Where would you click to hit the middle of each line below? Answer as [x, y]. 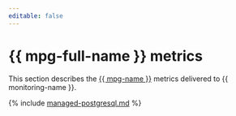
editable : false [36, 16]
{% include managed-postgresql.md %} [75, 103]
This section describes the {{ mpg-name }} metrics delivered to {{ [118, 79]
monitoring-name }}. [43, 87]
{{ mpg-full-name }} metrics [105, 56]
